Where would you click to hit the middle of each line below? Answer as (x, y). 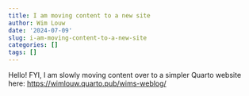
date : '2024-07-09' (40, 30)
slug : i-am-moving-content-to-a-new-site (78, 38)
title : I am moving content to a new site (79, 15)
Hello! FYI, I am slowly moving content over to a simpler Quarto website (125, 75)
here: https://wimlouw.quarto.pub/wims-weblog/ (87, 83)
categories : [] (33, 45)
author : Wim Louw (37, 23)
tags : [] (23, 52)
